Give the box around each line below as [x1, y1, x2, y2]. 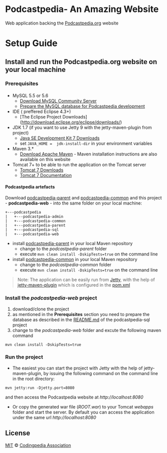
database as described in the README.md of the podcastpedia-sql [12, 316, 151, 322]
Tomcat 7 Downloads [19, 167, 64, 173]
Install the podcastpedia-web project [5, 294, 97, 301]
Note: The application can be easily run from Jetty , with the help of [17, 276, 156, 283]
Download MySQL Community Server [19, 98, 97, 104]
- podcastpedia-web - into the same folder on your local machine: [5, 200, 142, 206]
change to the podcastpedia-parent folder [19, 246, 107, 252]
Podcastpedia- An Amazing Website [5, 3, 159, 15]
